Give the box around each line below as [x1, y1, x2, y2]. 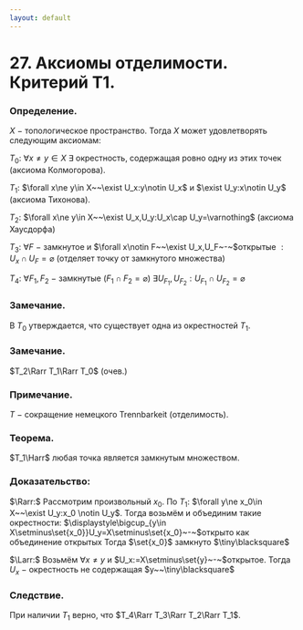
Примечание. [9, 388, 73, 401]
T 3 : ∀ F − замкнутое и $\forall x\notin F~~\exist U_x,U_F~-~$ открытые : [9, 241, 284, 254]
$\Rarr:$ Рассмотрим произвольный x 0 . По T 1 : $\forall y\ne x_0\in [9, 496, 263, 509]
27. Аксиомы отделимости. [9, 52, 228, 73]
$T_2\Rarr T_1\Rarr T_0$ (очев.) [9, 366, 128, 377]
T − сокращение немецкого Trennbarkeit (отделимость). [9, 408, 229, 419]
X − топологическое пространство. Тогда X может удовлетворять [9, 125, 267, 137]
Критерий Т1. [9, 72, 116, 92]
